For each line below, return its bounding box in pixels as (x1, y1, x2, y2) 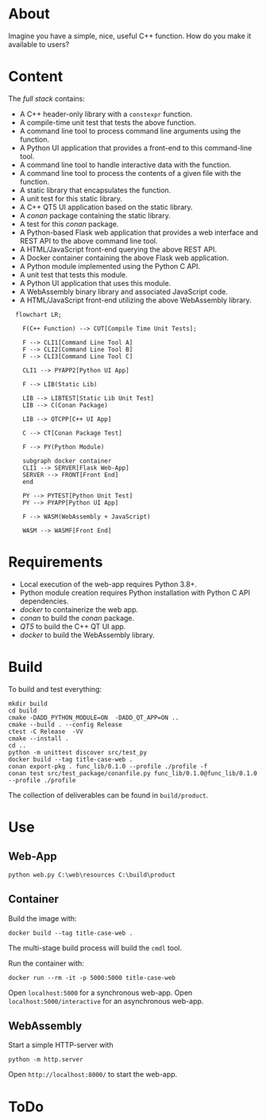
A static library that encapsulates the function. (19, 185, 172, 195)
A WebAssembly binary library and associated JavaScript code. (19, 287, 228, 296)
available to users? (8, 39, 70, 49)
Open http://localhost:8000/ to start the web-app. (8, 1070, 178, 1079)
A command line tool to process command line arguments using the (19, 126, 241, 135)
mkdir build (8, 700, 48, 708)
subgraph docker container (22, 457, 112, 465)
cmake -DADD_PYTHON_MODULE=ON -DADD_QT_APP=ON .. (8, 713, 179, 721)
